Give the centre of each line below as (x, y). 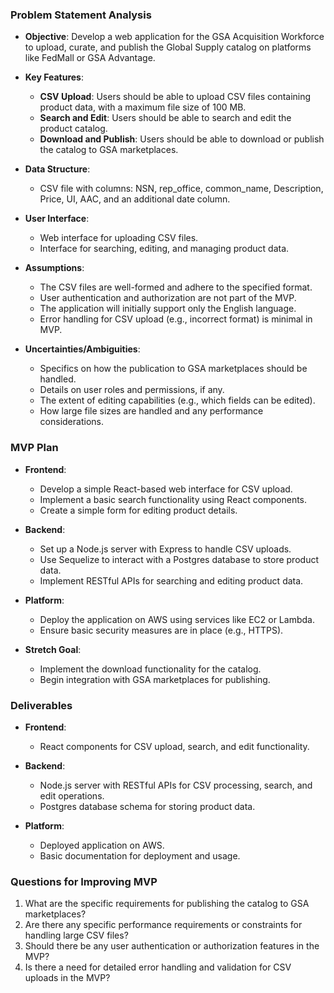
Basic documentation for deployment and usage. (140, 855)
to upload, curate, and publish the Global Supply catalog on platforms (168, 47)
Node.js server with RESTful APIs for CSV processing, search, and (176, 785)
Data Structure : (57, 169)
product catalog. (73, 129)
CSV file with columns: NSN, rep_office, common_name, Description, (181, 189)
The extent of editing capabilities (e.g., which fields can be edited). (177, 400)
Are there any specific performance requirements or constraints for (163, 925)
